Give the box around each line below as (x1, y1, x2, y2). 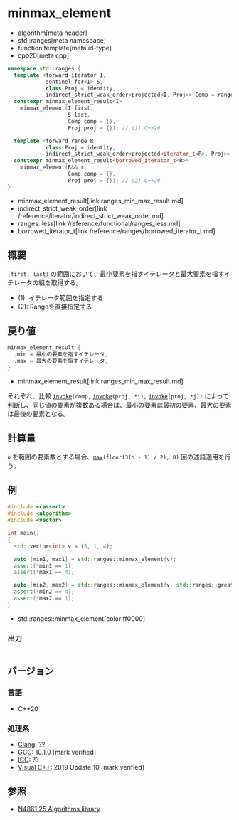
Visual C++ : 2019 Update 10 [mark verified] (17, 763, 144, 772)
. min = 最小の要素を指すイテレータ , (14, 351, 108, 358)
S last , (68, 112, 91, 119)
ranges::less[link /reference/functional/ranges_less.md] (17, 219, 181, 228)
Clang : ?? (17, 740, 46, 749)
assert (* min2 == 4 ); (14, 588, 75, 595)
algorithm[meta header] (17, 28, 87, 37)
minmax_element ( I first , (20, 105, 94, 112)
